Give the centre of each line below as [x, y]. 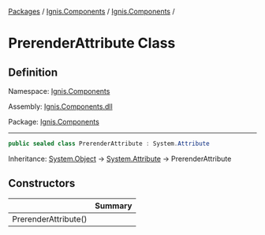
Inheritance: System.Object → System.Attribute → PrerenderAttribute [120, 159]
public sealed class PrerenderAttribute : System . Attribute [109, 144]
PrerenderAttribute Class [92, 43]
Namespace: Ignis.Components [59, 91]
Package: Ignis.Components [54, 122]
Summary [113, 206]
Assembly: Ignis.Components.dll [60, 106]
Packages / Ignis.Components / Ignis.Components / [91, 11]
